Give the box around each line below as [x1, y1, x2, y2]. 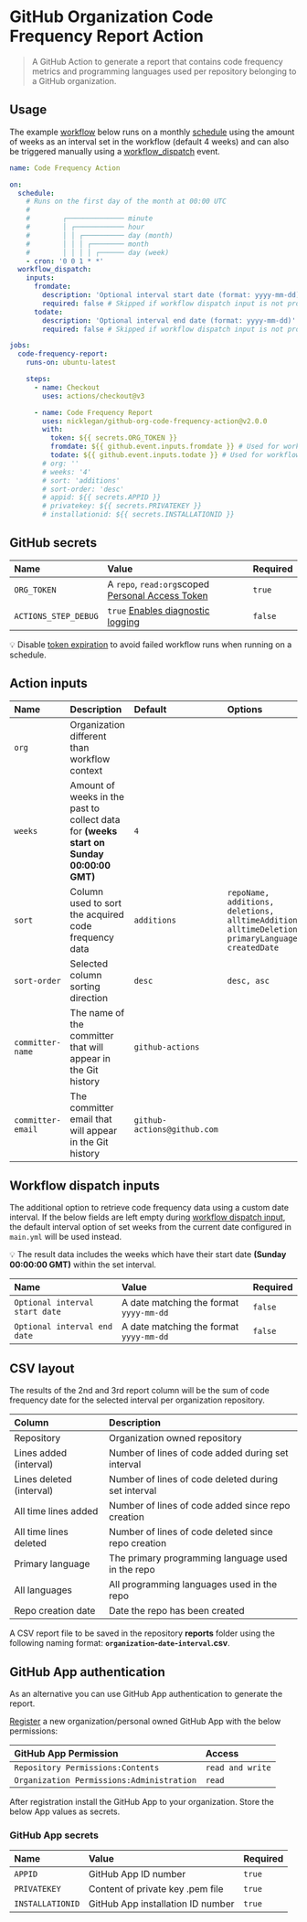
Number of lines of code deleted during [109, 1473, 279, 1486]
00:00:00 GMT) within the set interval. [9, 1259, 157, 1270]
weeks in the [69, 790, 125, 803]
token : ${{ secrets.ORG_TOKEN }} [49, 433, 178, 443]
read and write [205, 1763, 271, 1773]
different [69, 730, 107, 742]
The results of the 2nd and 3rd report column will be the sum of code [9, 1385, 270, 1396]
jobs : [9, 341, 30, 350]
